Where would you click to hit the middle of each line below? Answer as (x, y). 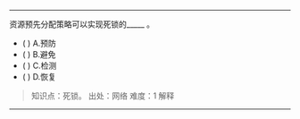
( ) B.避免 (39, 54)
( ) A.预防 (39, 43)
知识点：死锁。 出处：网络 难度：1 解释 (103, 96)
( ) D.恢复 (39, 76)
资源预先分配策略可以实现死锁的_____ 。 (82, 24)
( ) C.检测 (39, 65)
